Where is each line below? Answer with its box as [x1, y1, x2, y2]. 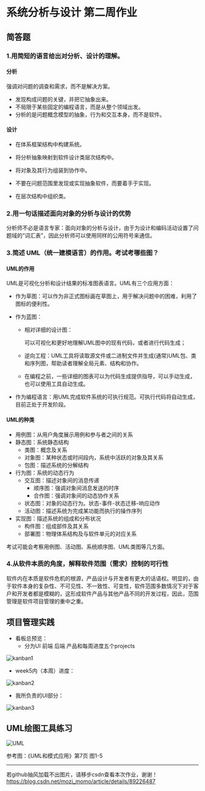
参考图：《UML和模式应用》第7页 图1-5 [6, 752, 103, 760]
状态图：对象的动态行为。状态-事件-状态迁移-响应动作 [24, 499, 160, 507]
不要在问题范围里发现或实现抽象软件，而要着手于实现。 [15, 179, 154, 187]
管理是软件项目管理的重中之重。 [6, 598, 87, 605]
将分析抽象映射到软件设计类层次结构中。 [15, 153, 117, 161]
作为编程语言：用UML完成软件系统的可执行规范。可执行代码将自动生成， [15, 393, 198, 400]
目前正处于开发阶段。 [15, 401, 69, 408]
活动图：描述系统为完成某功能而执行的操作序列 [24, 507, 142, 515]
